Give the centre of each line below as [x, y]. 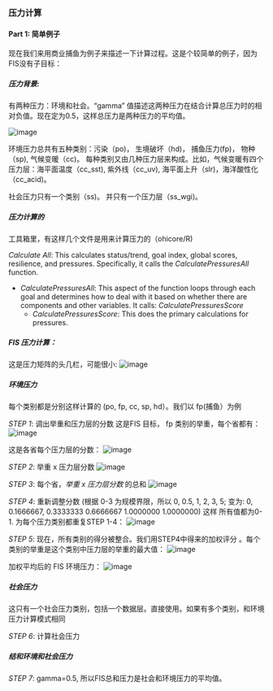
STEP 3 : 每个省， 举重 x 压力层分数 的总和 [78, 484]
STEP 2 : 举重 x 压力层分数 [52, 467]
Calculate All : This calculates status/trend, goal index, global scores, [123, 255]
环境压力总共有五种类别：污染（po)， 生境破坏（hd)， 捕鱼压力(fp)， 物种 [132, 149]
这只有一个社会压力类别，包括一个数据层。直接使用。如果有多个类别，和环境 [136, 608]
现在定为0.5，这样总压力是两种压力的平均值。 [113, 116]
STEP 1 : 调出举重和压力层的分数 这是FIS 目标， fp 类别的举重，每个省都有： [134, 424]
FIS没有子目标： [35, 63]
